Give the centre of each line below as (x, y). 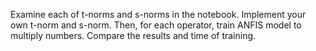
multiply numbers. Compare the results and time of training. (133, 35)
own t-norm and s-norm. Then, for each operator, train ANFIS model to (156, 25)
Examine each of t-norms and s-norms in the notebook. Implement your (158, 14)
